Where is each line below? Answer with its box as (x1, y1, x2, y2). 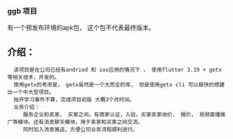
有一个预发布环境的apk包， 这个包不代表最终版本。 (7, 23, 156, 32)
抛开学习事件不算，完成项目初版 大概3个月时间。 (13, 96, 135, 103)
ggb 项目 (7, 6, 37, 15)
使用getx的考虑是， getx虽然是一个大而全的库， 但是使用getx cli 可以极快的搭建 (13, 81, 225, 88)
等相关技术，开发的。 (7, 74, 60, 81)
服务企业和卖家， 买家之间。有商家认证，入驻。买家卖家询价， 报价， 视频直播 (22, 111, 221, 119)
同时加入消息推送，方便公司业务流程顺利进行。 (22, 126, 138, 133)
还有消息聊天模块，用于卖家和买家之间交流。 (33, 119, 144, 126)
